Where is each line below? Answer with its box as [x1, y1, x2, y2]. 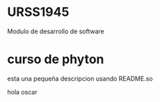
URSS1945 [7, 4, 70, 20]
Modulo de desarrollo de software [7, 27, 104, 35]
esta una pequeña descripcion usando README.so [7, 74, 153, 83]
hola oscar [7, 87, 38, 96]
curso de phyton [7, 51, 104, 67]
